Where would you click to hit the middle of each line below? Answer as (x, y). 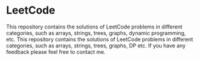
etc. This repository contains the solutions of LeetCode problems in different (99, 39)
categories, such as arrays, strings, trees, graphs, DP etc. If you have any (96, 46)
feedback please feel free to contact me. (56, 52)
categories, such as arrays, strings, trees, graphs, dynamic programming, (96, 33)
